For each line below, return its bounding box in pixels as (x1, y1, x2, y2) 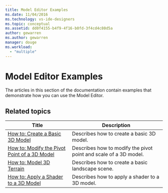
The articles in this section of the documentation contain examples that (5, 87, 151, 93)
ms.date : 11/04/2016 (5, 12, 48, 17)
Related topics (5, 107, 51, 115)
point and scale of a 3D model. (71, 151, 144, 158)
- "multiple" (9, 49, 37, 54)
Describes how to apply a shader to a (71, 173, 159, 180)
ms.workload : (5, 44, 32, 49)
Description (101, 122, 131, 129)
